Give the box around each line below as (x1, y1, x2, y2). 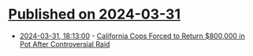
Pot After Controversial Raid (19, 39, 110, 48)
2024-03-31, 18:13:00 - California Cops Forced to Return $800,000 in (19, 31, 246, 40)
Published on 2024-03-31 (8, 5, 181, 23)
